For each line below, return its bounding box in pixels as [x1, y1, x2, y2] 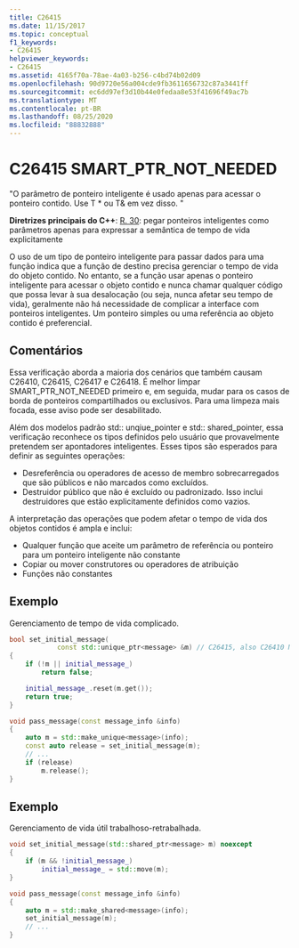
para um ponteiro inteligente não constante [21, 549, 181, 560]
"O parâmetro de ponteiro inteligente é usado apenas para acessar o [9, 188, 261, 199]
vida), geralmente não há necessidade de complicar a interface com [9, 298, 260, 309]
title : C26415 [9, 12, 62, 22]
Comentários [9, 344, 84, 359]
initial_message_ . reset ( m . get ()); [25, 684, 153, 693]
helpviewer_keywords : [9, 54, 90, 63]
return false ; [41, 668, 93, 677]
